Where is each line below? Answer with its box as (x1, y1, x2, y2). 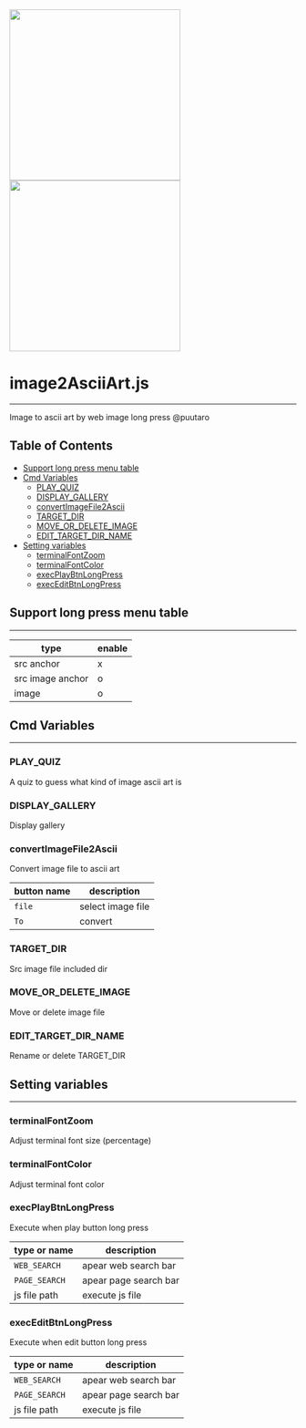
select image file (78, 900, 150, 913)
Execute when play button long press (9, 1222, 148, 1233)
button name (14, 885, 71, 897)
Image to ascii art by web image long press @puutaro (9, 411, 210, 422)
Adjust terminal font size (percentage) (9, 1135, 152, 1146)
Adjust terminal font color (9, 1178, 105, 1189)
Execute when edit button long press (9, 1337, 148, 1348)
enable (97, 642, 128, 655)
